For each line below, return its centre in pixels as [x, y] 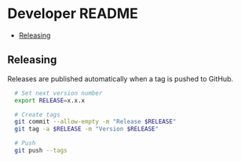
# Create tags [37, 114]
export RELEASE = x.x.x [50, 100]
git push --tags [41, 150]
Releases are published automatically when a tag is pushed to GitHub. [120, 78]
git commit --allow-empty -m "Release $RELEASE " [95, 122]
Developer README [73, 14]
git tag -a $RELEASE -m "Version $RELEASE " [86, 129]
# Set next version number [58, 93]
